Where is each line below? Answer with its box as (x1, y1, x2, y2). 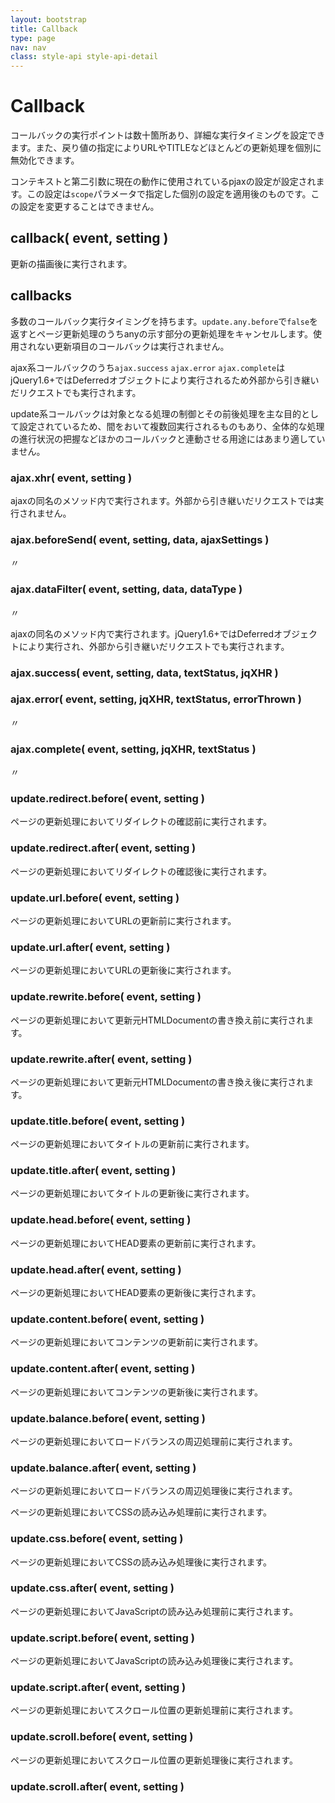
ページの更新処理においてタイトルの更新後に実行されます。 (10, 1187, 255, 1200)
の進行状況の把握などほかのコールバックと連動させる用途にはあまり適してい (10, 432, 326, 445)
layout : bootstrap (10, 14, 87, 25)
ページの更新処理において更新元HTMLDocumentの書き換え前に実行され (10, 1014, 306, 1026)
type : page (10, 33, 56, 43)
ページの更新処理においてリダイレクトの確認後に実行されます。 (10, 865, 272, 877)
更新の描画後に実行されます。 (10, 257, 133, 270)
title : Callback (10, 24, 78, 34)
